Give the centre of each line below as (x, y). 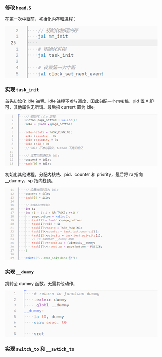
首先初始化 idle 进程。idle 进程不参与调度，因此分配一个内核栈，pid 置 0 (77, 101)
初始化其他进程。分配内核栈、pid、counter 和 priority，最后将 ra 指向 (74, 174)
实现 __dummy (20, 272)
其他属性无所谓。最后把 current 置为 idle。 (56, 107)
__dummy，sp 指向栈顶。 (30, 180)
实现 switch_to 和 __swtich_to (40, 349)
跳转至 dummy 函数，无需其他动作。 (41, 283)
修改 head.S (18, 7)
